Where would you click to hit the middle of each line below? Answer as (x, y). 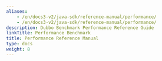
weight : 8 (18, 49)
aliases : (17, 11)
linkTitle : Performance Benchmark (49, 33)
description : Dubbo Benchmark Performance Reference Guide (80, 28)
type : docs (19, 44)
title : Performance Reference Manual (52, 38)
